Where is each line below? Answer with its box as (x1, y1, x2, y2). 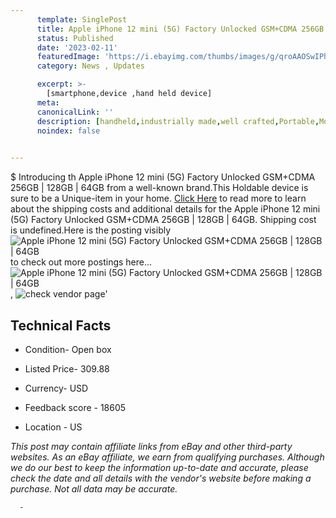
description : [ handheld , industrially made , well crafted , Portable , (36, 116, 320, 126)
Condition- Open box (24, 343, 112, 355)
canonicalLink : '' (36, 107, 114, 117)
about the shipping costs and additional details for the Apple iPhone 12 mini (10, 203, 321, 215)
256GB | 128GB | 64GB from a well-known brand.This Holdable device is (10, 182, 309, 194)
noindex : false (36, 126, 101, 136)
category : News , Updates (36, 61, 145, 71)
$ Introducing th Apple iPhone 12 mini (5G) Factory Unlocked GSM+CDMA (10, 171, 316, 183)
